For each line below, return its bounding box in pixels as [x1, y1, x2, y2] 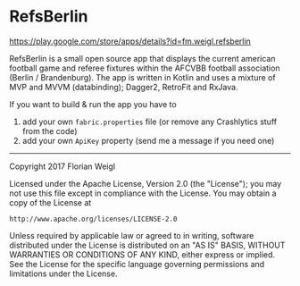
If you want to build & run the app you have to [9, 98, 177, 109]
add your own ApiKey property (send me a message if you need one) [21, 135, 275, 146]
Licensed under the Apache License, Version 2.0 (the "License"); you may [9, 178, 282, 189]
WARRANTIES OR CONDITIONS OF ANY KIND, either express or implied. [9, 248, 275, 260]
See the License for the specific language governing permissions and [9, 258, 265, 269]
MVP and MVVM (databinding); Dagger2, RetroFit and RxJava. [9, 81, 238, 92]
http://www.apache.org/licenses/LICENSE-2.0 [9, 214, 178, 223]
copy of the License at [9, 197, 92, 207]
